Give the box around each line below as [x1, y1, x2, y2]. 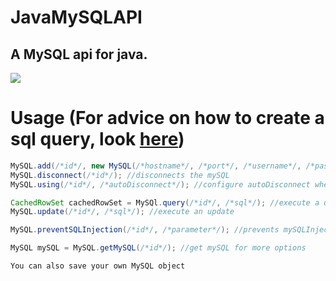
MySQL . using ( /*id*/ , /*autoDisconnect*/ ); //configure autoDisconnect [10, 179, 311, 190]
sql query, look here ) [10, 128, 185, 151]
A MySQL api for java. [10, 46, 148, 63]
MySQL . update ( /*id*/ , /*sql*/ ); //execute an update [10, 207, 235, 217]
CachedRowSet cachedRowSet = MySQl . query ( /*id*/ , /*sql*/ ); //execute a [10, 197, 320, 208]
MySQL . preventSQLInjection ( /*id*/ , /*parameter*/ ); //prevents [10, 225, 280, 235]
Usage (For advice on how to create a [10, 107, 325, 130]
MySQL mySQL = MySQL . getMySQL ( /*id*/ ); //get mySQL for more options [10, 243, 307, 253]
